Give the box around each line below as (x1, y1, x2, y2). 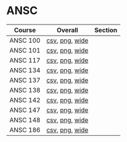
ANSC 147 (9, 105, 41, 114)
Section (94, 26, 118, 34)
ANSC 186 (9, 125, 41, 134)
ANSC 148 (9, 116, 41, 124)
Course (13, 26, 36, 34)
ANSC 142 (9, 95, 41, 104)
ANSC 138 (9, 86, 41, 94)
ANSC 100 (9, 36, 41, 45)
